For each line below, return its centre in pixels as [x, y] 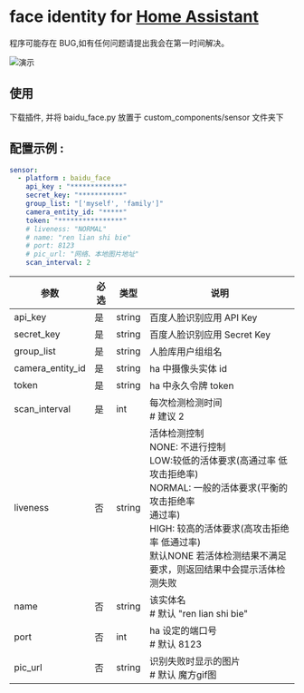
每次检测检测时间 [185, 403]
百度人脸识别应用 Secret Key [210, 335]
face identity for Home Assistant [134, 17]
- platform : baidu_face [64, 179]
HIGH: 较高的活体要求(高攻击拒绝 [219, 529]
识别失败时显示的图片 [195, 661]
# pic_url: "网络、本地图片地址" [82, 254]
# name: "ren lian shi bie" [78, 238]
